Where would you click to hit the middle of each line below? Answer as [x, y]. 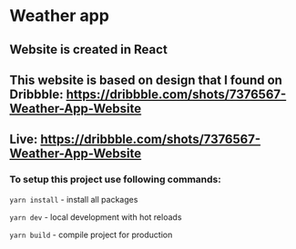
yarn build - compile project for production [91, 234]
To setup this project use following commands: [115, 180]
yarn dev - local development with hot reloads [96, 217]
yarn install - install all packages [74, 199]
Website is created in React [89, 50]
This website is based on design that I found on [146, 80]
